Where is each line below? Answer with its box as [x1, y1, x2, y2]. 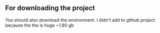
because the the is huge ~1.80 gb [5, 22, 74, 28]
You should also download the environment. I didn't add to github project [5, 17, 155, 23]
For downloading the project [5, 4, 95, 12]
